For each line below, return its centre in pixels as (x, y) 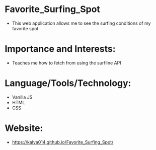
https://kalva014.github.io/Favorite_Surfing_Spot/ (63, 142)
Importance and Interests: (60, 49)
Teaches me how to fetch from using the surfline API (66, 63)
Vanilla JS (22, 97)
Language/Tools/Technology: (68, 83)
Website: (24, 128)
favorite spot (25, 28)
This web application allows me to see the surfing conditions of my (81, 23)
